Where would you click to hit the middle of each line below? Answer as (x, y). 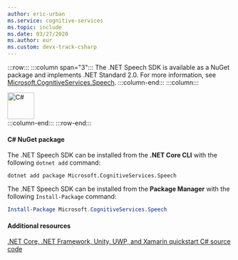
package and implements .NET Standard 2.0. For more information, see (112, 75)
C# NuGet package (36, 139)
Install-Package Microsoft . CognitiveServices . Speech (87, 210)
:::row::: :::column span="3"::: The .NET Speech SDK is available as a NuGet (119, 67)
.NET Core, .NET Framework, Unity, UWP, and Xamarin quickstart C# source (119, 241)
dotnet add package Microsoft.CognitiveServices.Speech (92, 176)
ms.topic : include (35, 27)
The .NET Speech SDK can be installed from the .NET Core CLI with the (112, 155)
